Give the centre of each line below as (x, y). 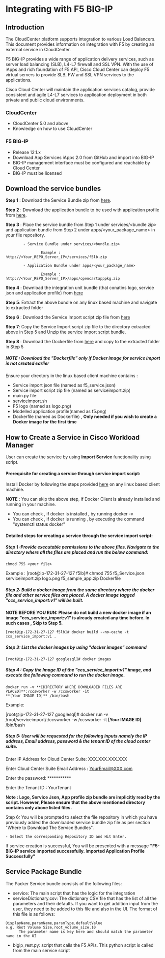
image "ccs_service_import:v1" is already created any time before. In (78, 618)
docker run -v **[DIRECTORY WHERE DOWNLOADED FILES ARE (64, 687)
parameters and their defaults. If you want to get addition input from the (85, 903)
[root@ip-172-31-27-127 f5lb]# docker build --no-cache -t (67, 632)
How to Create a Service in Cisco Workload (73, 437)
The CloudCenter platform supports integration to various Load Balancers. (81, 39)
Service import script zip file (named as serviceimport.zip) (71, 390)
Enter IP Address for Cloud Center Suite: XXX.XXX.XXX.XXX (66, 759)
